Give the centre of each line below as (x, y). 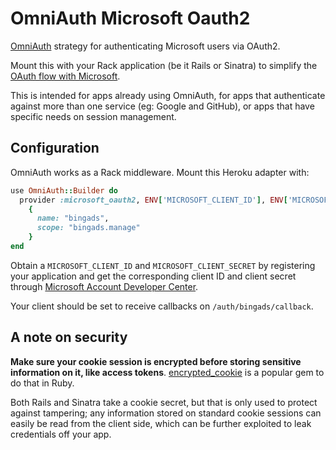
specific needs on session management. (93, 116)
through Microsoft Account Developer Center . (104, 286)
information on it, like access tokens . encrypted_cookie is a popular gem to (167, 372)
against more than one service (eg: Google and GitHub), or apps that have (162, 106)
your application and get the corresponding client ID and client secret (153, 276)
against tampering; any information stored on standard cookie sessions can (166, 413)
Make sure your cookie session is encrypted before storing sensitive (156, 361)
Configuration (55, 148)
